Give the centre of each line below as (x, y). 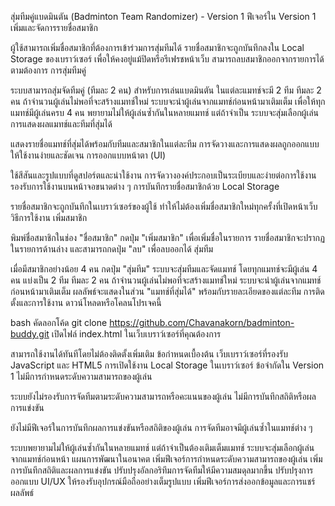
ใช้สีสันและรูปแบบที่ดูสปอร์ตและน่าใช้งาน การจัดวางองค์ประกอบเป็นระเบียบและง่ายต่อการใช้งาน (163, 175)
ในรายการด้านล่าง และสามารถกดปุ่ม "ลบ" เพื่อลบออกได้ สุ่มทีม (112, 249)
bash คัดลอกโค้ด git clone (59, 322)
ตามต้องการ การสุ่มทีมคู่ (48, 70)
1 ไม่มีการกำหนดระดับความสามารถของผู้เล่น (81, 376)
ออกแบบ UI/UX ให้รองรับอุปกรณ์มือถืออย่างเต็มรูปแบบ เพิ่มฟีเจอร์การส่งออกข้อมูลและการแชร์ (163, 481)
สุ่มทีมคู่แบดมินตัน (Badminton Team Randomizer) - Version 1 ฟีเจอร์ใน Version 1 (163, 16)
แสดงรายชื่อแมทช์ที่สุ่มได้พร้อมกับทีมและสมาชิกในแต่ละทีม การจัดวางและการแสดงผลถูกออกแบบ (165, 144)
